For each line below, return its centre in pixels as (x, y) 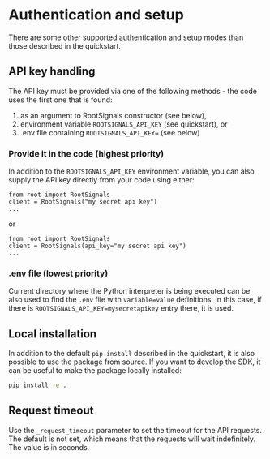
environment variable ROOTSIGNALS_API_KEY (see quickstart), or (124, 124)
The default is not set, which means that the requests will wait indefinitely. (132, 439)
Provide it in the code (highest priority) (86, 153)
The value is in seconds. (49, 447)
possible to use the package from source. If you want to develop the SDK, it (135, 362)
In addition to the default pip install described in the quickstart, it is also (132, 354)
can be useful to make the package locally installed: (95, 371)
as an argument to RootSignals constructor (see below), (113, 115)
